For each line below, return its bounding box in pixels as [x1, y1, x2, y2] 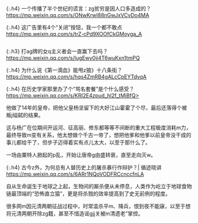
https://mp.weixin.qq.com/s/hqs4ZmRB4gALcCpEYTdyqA [6, 73, 147, 80]
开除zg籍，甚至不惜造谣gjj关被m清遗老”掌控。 [31, 210, 143, 217]
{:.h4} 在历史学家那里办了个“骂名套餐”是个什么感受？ [6, 86, 134, 92]
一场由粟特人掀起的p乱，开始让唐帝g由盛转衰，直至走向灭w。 [6, 152, 156, 158]
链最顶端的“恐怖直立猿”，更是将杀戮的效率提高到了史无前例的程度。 [6, 190, 171, 197]
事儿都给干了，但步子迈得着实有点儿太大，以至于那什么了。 [6, 139, 151, 146]
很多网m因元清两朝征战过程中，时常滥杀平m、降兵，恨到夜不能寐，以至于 [6, 203, 186, 209]
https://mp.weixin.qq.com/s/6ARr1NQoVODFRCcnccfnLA [6, 170, 144, 178]
